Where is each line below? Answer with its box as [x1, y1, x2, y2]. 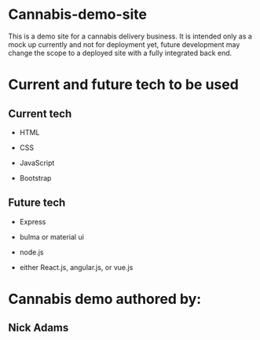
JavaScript [19, 158, 55, 167]
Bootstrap [19, 173, 52, 182]
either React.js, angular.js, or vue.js [19, 262, 134, 272]
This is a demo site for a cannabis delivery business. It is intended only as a [8, 31, 253, 41]
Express [19, 217, 46, 226]
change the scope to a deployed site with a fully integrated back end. [8, 48, 233, 57]
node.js [19, 247, 45, 257]
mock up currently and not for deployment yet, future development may [8, 39, 240, 49]
